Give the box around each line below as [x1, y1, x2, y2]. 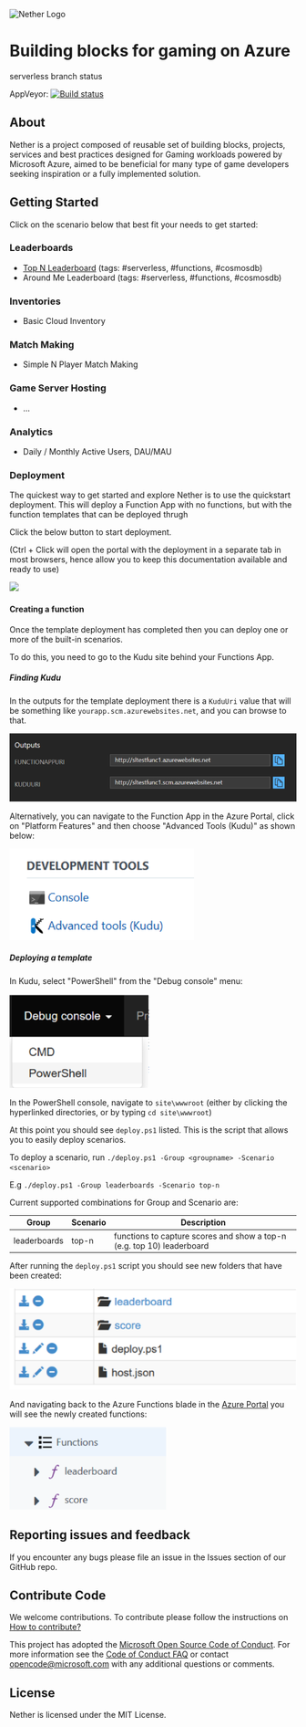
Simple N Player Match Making [22, 359, 138, 370]
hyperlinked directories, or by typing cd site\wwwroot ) [9, 1106, 212, 1117]
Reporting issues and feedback [9, 1527, 191, 1543]
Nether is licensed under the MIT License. [9, 1710, 167, 1721]
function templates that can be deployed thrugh [9, 509, 189, 520]
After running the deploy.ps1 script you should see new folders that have [9, 1261, 282, 1272]
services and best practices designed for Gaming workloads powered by [9, 149, 282, 160]
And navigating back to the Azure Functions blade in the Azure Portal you [9, 1398, 285, 1409]
